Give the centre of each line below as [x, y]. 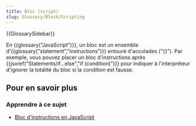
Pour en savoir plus [42, 88]
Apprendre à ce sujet [37, 104]
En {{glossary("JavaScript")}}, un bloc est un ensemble [72, 45]
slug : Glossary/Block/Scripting [45, 17]
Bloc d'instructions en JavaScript [54, 117]
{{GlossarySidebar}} [31, 33]
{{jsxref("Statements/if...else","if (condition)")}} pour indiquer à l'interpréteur [98, 63]
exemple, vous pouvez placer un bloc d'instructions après [76, 57]
